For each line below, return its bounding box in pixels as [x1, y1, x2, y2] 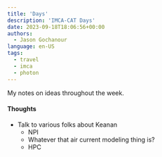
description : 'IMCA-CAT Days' [7, 17, 96, 24]
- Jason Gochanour [13, 37, 68, 44]
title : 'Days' [7, 10, 49, 18]
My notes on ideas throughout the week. [7, 89, 124, 97]
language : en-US [7, 43, 55, 50]
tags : [7, 50, 23, 57]
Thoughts [7, 105, 36, 113]
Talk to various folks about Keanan [17, 120, 118, 129]
